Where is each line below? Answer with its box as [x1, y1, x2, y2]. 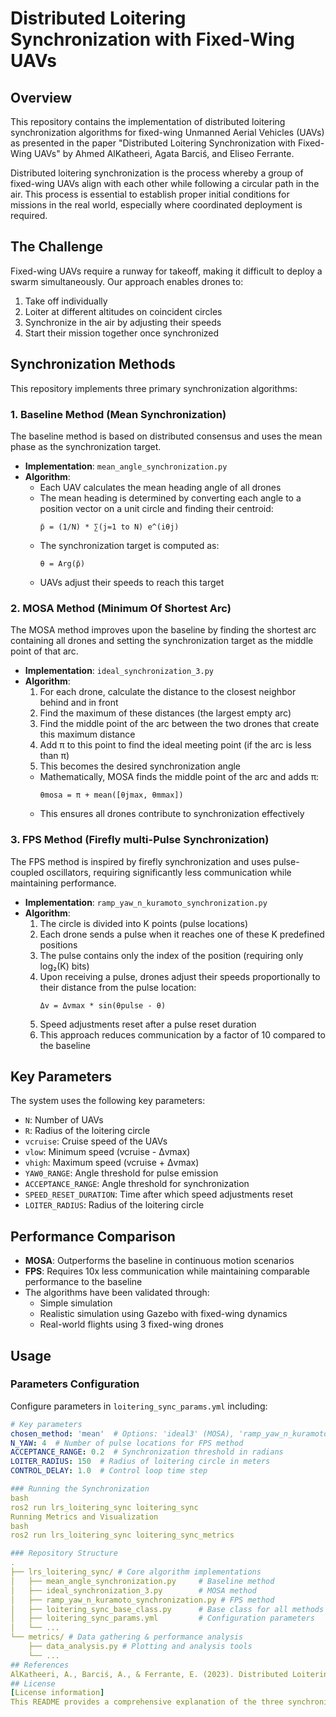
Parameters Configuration [10, 1377, 140, 1391]
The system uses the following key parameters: [10, 1095, 206, 1107]
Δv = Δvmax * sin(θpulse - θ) [39, 1000, 167, 1011]
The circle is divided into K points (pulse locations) [39, 917, 249, 929]
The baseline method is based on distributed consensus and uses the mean [10, 430, 323, 442]
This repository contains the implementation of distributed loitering [10, 116, 286, 127]
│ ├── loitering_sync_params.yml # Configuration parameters [10, 1613, 315, 1624]
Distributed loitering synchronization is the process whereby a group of [10, 167, 304, 179]
